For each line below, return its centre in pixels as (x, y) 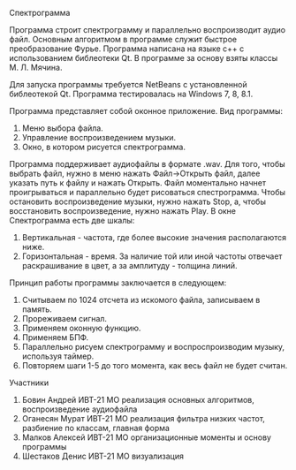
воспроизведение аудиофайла (80, 409)
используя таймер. (58, 356)
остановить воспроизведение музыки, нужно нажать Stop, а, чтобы (138, 201)
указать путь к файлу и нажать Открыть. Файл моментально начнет (138, 183)
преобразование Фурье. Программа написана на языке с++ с (127, 49)
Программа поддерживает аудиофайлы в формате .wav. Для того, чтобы (147, 164)
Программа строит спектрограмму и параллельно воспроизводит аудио (147, 30)
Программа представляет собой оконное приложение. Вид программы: (146, 111)
